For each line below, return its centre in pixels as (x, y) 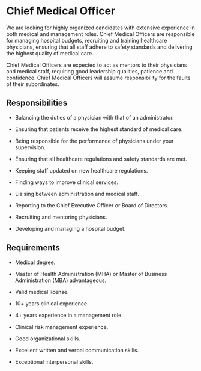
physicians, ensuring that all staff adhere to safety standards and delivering (100, 47)
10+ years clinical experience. (52, 303)
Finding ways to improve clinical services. (67, 182)
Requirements (33, 248)
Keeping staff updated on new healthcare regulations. (81, 170)
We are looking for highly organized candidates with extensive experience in (100, 28)
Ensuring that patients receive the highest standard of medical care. (99, 129)
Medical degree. (35, 262)
